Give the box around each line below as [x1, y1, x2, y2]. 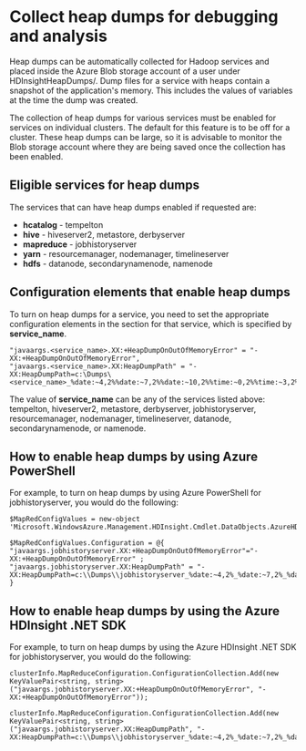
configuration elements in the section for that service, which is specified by [9, 318, 292, 329]
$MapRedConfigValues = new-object [9, 515, 141, 524]
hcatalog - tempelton [22, 219, 104, 230]
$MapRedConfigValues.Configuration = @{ [9, 539, 166, 548]
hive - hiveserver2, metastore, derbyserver [22, 229, 185, 240]
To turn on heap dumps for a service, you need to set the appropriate [9, 308, 270, 320]
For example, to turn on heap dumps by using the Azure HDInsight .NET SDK [9, 642, 297, 653]
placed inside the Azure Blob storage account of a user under [9, 66, 241, 77]
